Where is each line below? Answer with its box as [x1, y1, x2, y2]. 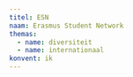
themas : [9, 29, 38, 38]
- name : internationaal [17, 46, 104, 55]
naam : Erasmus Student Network [9, 21, 124, 30]
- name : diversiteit [17, 37, 92, 47]
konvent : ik [9, 54, 53, 63]
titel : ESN [9, 12, 49, 22]
